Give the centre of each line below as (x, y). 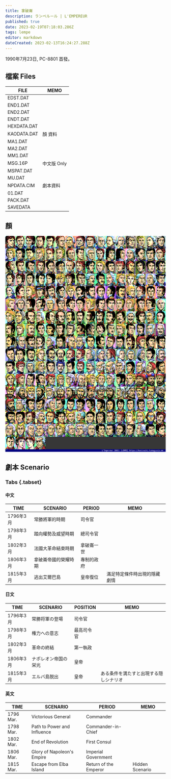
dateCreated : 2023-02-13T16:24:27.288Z (48, 43)
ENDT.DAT (18, 119)
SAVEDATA (19, 207)
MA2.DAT (18, 148)
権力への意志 (45, 633)
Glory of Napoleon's (52, 751)
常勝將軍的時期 (50, 519)
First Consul (98, 742)
